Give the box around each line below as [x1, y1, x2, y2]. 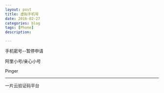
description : [5, 30, 32, 35]
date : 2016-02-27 [5, 16, 41, 21]
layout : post [5, 7, 32, 12]
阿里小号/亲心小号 [5, 58, 41, 64]
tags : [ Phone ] [5, 25, 34, 30]
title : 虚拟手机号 [5, 12, 39, 17]
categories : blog [5, 20, 41, 26]
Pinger [5, 68, 19, 74]
